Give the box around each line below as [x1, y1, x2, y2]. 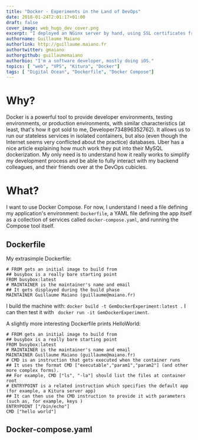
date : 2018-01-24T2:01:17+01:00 [6, 14, 85, 20]
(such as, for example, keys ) [6, 398, 83, 404]
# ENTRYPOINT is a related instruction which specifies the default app [6, 383, 189, 389]
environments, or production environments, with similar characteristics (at [6, 120, 186, 127]
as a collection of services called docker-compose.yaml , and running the [6, 216, 179, 224]
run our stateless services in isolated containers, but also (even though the [6, 132, 187, 139]
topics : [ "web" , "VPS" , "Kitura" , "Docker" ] [6, 63, 120, 69]
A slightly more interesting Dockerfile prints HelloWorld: [6, 320, 141, 327]
